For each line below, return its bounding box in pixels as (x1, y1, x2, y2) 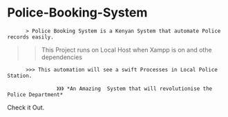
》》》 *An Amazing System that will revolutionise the (56, 85, 213, 92)
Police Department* (7, 91, 64, 98)
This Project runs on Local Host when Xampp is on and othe (41, 45, 212, 54)
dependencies (41, 53, 83, 61)
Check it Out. (7, 103, 45, 111)
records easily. (7, 33, 54, 41)
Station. (7, 72, 32, 79)
